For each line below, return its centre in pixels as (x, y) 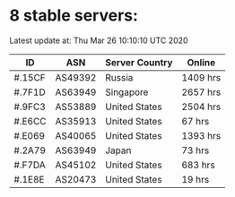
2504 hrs (201, 107)
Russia (119, 77)
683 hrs (198, 165)
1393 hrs (201, 135)
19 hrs (196, 179)
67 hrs (196, 121)
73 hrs (196, 150)
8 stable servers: (74, 16)
